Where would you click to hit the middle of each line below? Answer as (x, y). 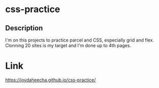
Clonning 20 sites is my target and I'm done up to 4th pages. (68, 46)
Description (24, 28)
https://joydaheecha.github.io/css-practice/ (50, 80)
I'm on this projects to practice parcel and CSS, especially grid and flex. (79, 40)
